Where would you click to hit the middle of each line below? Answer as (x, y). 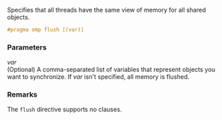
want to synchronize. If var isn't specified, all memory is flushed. (98, 77)
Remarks (22, 95)
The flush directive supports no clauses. (64, 110)
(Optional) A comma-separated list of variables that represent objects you (111, 70)
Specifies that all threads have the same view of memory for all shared (107, 10)
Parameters (27, 47)
